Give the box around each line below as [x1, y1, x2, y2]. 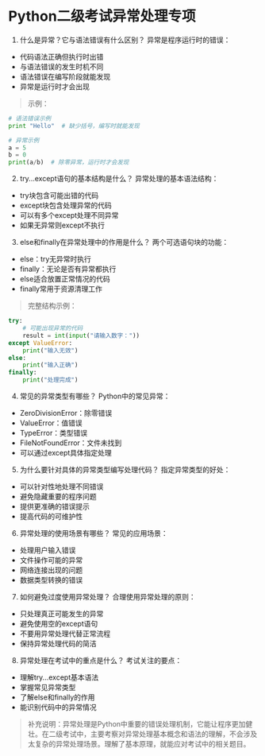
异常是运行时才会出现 [19, 81, 90, 91]
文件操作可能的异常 [19, 556, 83, 565]
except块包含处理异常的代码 [19, 200, 113, 211]
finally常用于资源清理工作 [19, 284, 103, 294]
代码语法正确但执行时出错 [19, 52, 104, 61]
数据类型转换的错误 [19, 576, 83, 585]
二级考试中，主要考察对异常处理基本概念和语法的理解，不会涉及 [48, 729, 258, 739]
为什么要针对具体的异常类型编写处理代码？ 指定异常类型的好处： [19, 465, 231, 475]
